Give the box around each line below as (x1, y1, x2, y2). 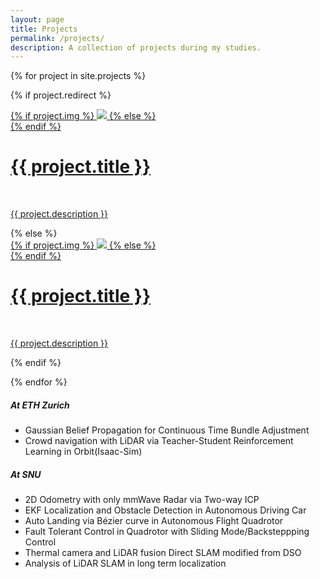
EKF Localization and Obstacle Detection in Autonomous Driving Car (24, 504, 307, 516)
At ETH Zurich (10, 399, 70, 411)
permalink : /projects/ (10, 33, 105, 43)
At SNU (10, 468, 42, 480)
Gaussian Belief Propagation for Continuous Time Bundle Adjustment (24, 424, 310, 436)
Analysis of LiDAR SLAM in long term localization (24, 557, 227, 570)
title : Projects (10, 24, 78, 34)
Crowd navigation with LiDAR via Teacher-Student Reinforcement (24, 435, 294, 447)
